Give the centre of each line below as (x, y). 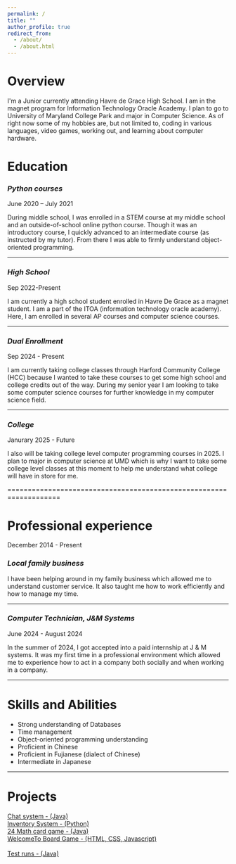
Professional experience (80, 526)
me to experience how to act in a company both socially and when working (116, 662)
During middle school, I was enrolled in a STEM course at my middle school (116, 217)
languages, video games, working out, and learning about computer (105, 130)
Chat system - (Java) (38, 816)
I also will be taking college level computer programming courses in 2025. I (116, 454)
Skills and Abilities (62, 705)
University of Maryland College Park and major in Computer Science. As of (116, 115)
